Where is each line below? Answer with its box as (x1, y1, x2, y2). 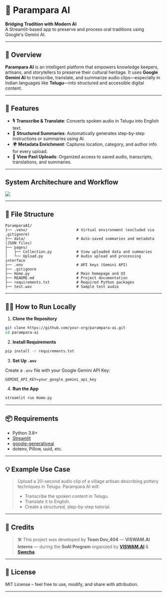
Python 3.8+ (12, 430, 38, 436)
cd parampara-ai (5, 330, 39, 335)
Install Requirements (12, 339, 56, 345)
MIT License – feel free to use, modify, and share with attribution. (5, 581, 139, 587)
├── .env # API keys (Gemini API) (5, 263, 128, 268)
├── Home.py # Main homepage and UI (5, 271, 126, 276)
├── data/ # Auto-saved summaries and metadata (5, 236, 155, 241)
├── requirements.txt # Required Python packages (5, 280, 135, 285)
